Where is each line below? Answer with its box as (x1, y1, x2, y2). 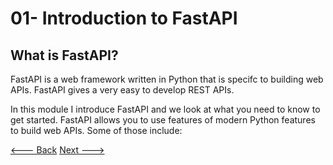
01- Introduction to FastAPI (10, 7, 238, 30)
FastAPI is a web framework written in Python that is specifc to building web (10, 73, 324, 85)
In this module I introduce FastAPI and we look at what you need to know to (10, 103, 321, 115)
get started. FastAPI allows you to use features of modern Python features (10, 114, 316, 126)
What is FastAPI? (10, 47, 119, 64)
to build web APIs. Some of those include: (10, 125, 183, 136)
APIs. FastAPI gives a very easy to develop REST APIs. (10, 84, 235, 96)
